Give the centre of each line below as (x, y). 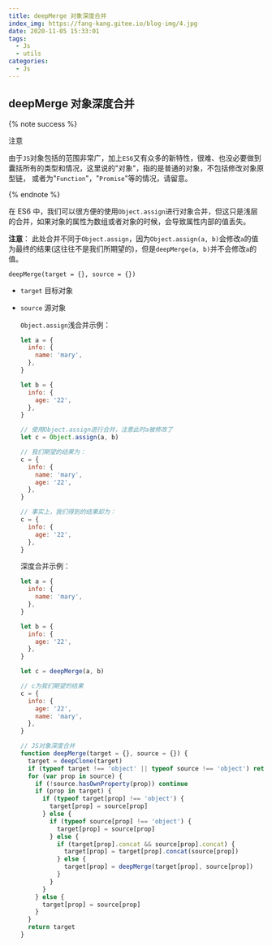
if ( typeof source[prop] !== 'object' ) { (121, 821)
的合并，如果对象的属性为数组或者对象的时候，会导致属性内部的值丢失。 (129, 221)
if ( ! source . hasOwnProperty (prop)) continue (112, 784)
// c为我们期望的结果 (52, 686)
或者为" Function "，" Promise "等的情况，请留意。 (112, 178)
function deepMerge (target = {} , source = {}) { (104, 754)
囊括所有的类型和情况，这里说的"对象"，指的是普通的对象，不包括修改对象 (133, 168)
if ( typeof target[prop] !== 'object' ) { (113, 799)
